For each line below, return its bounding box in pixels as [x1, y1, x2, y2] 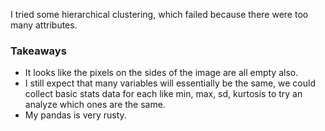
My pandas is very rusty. [24, 109, 127, 121]
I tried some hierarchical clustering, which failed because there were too [10, 9, 309, 20]
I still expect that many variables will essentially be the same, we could [24, 77, 316, 89]
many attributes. [10, 19, 78, 31]
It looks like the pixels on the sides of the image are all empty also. [24, 67, 299, 79]
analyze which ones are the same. [24, 99, 166, 111]
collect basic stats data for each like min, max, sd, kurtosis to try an [24, 88, 303, 100]
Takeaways [10, 44, 67, 58]
